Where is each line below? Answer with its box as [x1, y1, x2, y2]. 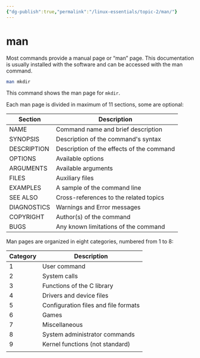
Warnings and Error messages [56, 203, 141, 211]
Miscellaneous [42, 321, 83, 329]
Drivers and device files [42, 292, 109, 300]
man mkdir [6, 78, 31, 84]
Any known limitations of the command [56, 223, 165, 231]
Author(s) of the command [56, 213, 131, 222]
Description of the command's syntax [56, 135, 161, 144]
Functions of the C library [42, 282, 113, 290]
